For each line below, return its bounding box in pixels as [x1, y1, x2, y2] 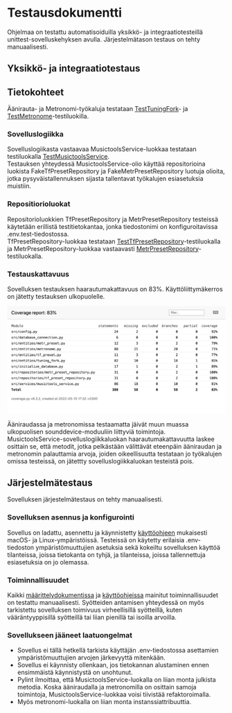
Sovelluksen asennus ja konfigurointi [7, 513, 135, 522]
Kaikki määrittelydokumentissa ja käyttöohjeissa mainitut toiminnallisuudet [7, 591, 219, 599]
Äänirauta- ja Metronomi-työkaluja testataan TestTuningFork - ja [7, 105, 188, 113]
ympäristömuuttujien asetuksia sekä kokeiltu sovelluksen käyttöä [35, 543, 220, 551]
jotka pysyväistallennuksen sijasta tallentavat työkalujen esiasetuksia [7, 175, 204, 183]
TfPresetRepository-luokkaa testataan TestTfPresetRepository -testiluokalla [7, 237, 221, 246]
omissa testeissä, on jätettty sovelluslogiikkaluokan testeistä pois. [7, 456, 195, 465]
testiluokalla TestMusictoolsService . [7, 153, 110, 161]
